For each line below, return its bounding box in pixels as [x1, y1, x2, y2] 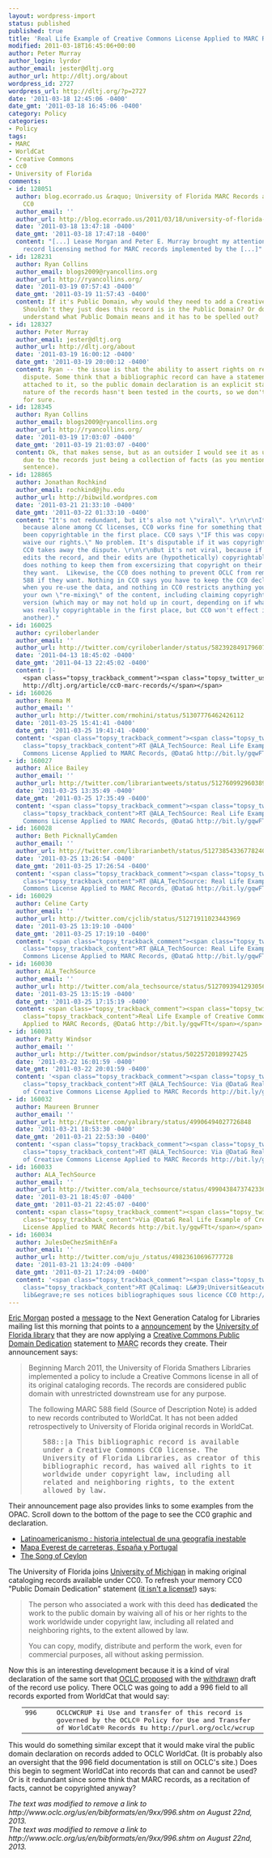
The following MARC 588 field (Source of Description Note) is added [28, 1405, 257, 1415]
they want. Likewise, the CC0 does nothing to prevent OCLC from [23, 568, 252, 577]
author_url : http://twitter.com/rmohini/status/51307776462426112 [15, 711, 244, 720]
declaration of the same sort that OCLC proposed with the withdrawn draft [8, 1674, 257, 1684]
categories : [8, 117, 49, 125]
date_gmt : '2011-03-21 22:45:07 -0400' [15, 1201, 151, 1209]
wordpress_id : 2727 [8, 79, 74, 87]
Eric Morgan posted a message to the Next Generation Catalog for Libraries [8, 1313, 261, 1323]
